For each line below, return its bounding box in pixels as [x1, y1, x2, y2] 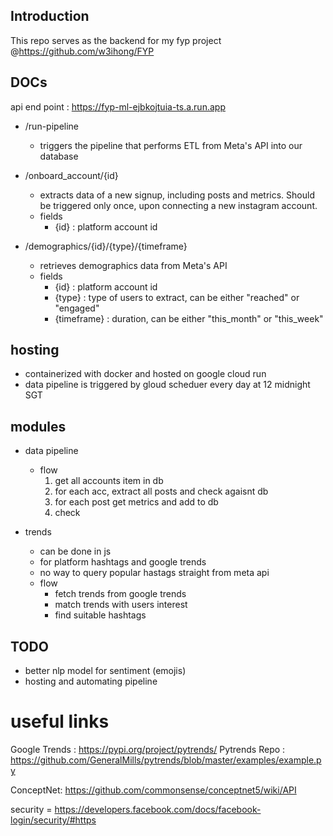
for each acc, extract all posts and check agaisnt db [54, 485, 269, 498]
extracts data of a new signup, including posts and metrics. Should [39, 189, 315, 201]
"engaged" [54, 302, 100, 314]
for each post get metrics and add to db [54, 496, 219, 508]
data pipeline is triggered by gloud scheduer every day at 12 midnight [24, 379, 311, 391]
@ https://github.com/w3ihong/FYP [10, 45, 155, 57]
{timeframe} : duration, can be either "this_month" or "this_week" [54, 312, 324, 324]
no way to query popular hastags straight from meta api [39, 567, 270, 579]
